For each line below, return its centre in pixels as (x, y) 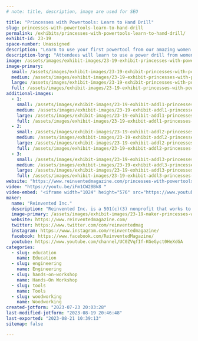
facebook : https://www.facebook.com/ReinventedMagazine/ (83, 236)
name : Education (37, 258)
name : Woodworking (39, 302)
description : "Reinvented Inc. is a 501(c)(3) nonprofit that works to (101, 209)
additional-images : (30, 94)
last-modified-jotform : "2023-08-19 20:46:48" (64, 313)
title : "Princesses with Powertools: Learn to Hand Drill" (80, 22)
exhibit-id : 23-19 (29, 39)
